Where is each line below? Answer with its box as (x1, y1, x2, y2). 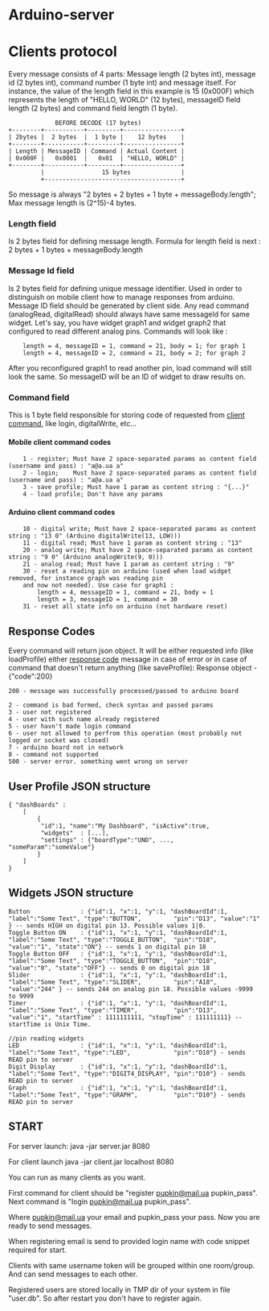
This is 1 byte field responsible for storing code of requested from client (8, 410, 245, 420)
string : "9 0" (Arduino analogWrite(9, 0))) (8, 554, 163, 562)
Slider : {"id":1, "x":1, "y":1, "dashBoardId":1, (8, 971, 228, 979)
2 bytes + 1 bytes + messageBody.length (8, 245, 143, 255)
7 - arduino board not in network (8, 744, 124, 752)
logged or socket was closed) (8, 736, 110, 745)
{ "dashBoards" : (8, 801, 67, 809)
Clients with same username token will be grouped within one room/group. (8, 1260, 255, 1270)
